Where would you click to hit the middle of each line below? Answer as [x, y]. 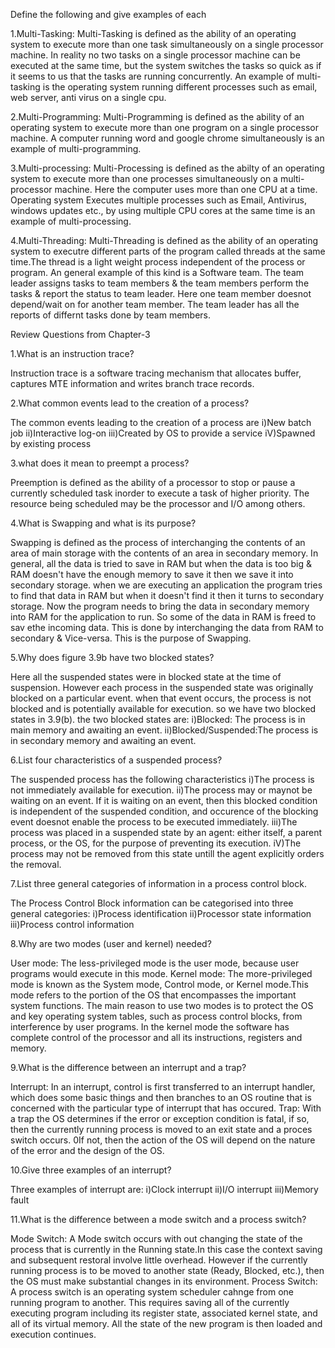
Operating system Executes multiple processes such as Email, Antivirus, [159, 200]
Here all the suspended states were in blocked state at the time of [146, 677]
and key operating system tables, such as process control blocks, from [156, 1016]
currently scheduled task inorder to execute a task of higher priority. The [160, 493]
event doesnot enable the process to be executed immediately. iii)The [154, 822]
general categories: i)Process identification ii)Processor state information [161, 913]
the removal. [36, 864]
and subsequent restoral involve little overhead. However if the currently [159, 1260]
